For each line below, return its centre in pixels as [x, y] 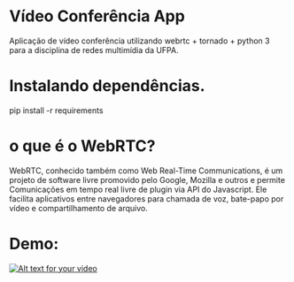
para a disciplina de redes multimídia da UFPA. [94, 50]
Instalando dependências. [107, 86]
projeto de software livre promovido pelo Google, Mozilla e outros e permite [147, 179]
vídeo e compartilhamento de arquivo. [78, 208]
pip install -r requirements [56, 110]
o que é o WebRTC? [82, 146]
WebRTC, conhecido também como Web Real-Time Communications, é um [146, 171]
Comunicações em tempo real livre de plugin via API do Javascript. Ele [138, 189]
